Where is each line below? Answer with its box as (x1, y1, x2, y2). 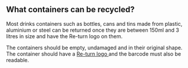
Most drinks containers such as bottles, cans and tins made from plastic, (6, 20, 183, 27)
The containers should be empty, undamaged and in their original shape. (6, 44, 183, 51)
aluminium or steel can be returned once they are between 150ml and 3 (6, 26, 180, 33)
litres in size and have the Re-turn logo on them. (6, 32, 123, 40)
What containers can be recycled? (6, 5, 135, 15)
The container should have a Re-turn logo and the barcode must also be (6, 50, 182, 57)
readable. (6, 56, 29, 63)
